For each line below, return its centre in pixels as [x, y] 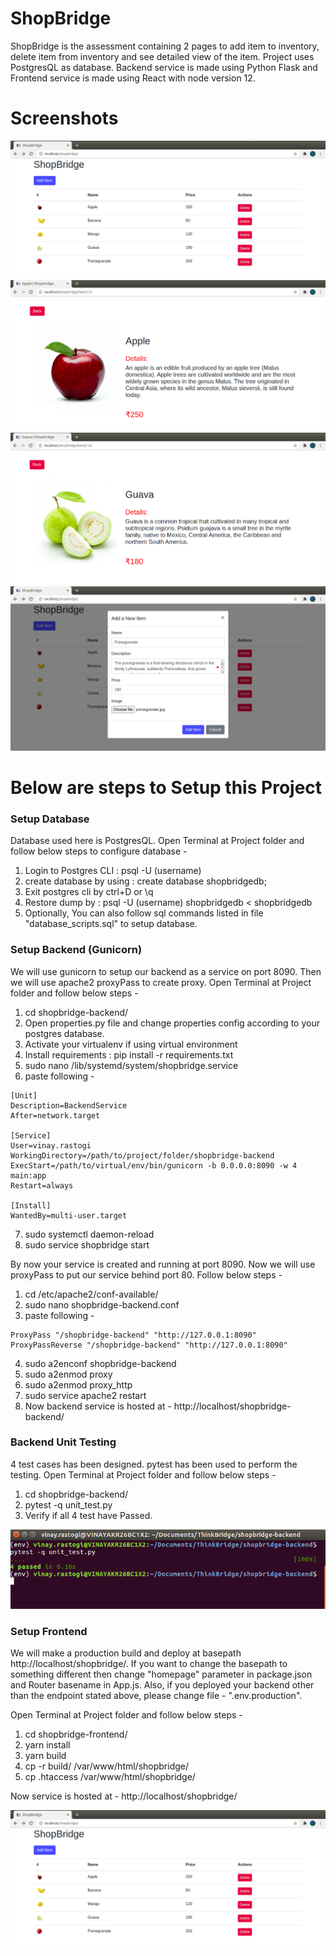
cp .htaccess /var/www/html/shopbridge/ [110, 1777]
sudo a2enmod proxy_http [78, 1384]
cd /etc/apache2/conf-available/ [91, 1294]
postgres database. [64, 1033]
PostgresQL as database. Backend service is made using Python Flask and [164, 67]
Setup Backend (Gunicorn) [76, 950]
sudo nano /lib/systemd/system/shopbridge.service [131, 1065]
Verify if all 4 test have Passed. [88, 1515]
